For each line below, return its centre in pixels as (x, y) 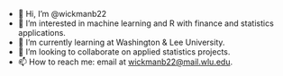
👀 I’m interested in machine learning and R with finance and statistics (146, 23)
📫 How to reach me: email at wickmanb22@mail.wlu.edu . (125, 62)
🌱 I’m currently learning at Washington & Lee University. (121, 42)
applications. (41, 33)
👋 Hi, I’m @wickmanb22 (62, 14)
